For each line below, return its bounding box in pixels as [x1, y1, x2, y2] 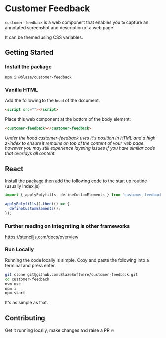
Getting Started [5, 48, 54, 57]
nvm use [5, 282, 21, 287]
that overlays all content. [5, 150, 56, 156]
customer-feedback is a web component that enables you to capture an [5, 19, 149, 25]
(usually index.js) [5, 183, 40, 189]
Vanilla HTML [5, 86, 38, 93]
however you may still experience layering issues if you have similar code [5, 145, 155, 151]
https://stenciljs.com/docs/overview [5, 234, 79, 240]
